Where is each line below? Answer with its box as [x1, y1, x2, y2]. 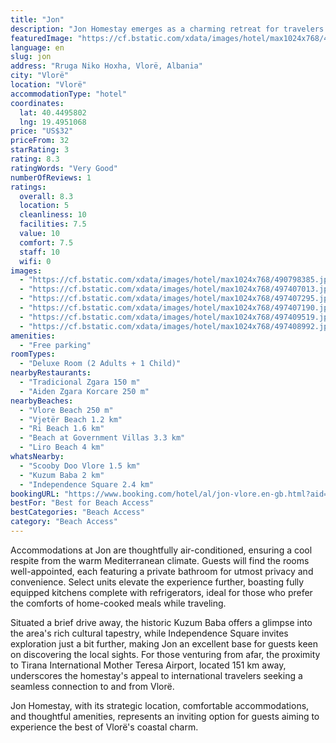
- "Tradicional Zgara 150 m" [19, 377, 141, 387]
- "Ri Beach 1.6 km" [19, 424, 105, 434]
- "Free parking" [19, 340, 92, 350]
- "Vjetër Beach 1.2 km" [19, 414, 123, 425]
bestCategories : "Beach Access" [10, 507, 145, 518]
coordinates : [10, 98, 65, 108]
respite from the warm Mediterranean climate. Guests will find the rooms [10, 554, 310, 566]
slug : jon [10, 52, 52, 62]
